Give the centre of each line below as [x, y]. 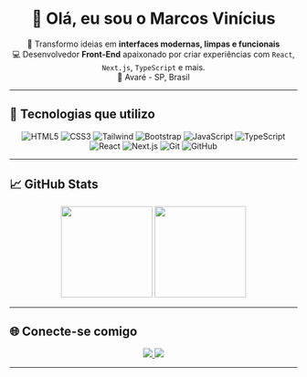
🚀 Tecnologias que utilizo [82, 115]
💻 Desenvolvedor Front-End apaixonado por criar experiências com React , [153, 54]
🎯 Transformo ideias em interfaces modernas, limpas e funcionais [153, 44]
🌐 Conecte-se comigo [74, 331]
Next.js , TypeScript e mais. [153, 67]
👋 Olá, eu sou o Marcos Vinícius [153, 19]
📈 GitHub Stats [54, 185]
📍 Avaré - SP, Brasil [153, 77]
